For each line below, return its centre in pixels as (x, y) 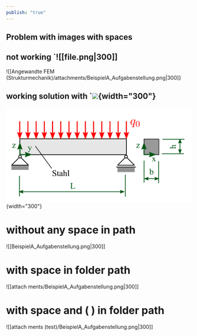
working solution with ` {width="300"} (81, 97)
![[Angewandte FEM (30, 71)
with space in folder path (68, 270)
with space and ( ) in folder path (86, 310)
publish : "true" (26, 12)
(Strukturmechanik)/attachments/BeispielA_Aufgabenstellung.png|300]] (93, 77)
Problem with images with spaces (69, 37)
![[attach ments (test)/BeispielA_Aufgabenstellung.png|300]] (80, 327)
